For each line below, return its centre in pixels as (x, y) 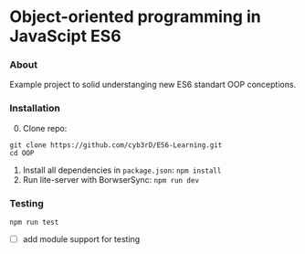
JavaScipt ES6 (65, 36)
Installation (35, 109)
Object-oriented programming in (136, 17)
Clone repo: (45, 128)
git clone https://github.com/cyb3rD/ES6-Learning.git (116, 145)
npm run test (34, 222)
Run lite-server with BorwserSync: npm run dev (110, 179)
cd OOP (22, 153)
